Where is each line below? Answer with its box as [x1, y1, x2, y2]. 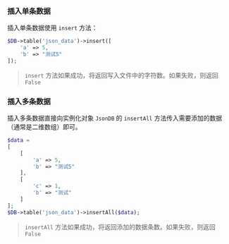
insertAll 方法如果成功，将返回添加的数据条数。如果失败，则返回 [24, 222, 216, 231]
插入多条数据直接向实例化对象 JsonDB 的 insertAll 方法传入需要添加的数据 [7, 114, 223, 123]
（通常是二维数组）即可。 [7, 123, 82, 131]
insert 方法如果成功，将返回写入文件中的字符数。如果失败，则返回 [24, 71, 218, 79]
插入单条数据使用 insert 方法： [7, 23, 98, 32]
